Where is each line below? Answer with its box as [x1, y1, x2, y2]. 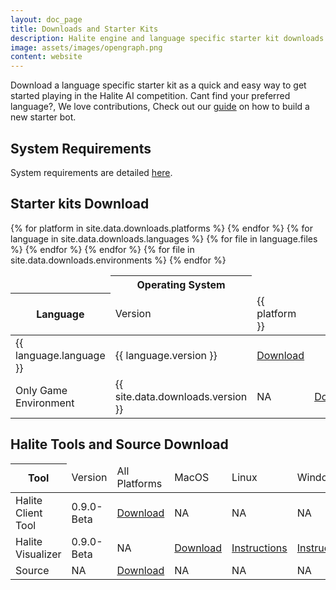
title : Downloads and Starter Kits [10, 24, 159, 34]
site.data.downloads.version [114, 389, 248, 403]
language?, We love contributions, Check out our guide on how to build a [10, 101, 310, 113]
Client [15, 506, 43, 520]
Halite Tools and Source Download [10, 436, 229, 453]
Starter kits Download [10, 196, 150, 213]
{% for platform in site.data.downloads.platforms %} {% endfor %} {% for [10, 222, 313, 234]
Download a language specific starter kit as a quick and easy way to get [10, 79, 307, 91]
